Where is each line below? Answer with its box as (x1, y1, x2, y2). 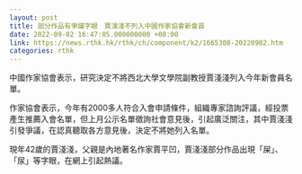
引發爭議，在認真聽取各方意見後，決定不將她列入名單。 (9, 125, 214, 135)
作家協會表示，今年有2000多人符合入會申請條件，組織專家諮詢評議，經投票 (9, 102, 289, 113)
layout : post (9, 13, 58, 22)
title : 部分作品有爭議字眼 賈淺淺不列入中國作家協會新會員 (9, 22, 205, 30)
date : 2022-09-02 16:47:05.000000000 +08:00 (9, 30, 179, 39)
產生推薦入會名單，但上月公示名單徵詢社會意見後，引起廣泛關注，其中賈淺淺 (9, 114, 293, 125)
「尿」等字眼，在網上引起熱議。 (9, 155, 128, 166)
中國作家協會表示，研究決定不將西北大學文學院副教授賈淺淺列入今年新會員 (9, 73, 285, 83)
